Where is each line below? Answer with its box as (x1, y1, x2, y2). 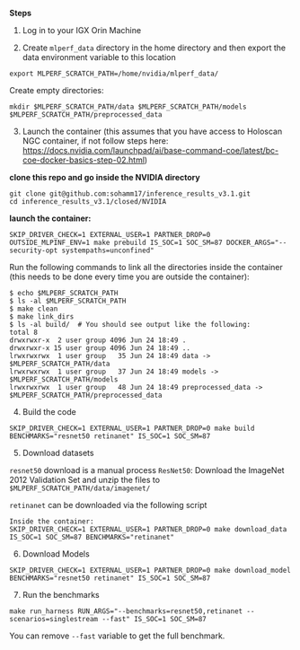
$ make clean (9, 304, 58, 313)
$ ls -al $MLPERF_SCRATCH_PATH (9, 296, 127, 305)
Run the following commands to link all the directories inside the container (9, 262, 283, 272)
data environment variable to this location (22, 52, 177, 62)
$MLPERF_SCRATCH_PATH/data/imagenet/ (9, 484, 151, 493)
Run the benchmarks (22, 590, 101, 600)
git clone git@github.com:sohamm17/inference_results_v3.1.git (9, 189, 251, 198)
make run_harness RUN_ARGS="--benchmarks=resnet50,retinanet (9, 607, 243, 616)
